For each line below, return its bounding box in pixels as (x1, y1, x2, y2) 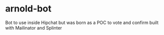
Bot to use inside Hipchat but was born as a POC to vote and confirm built (5, 19, 159, 25)
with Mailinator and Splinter (5, 24, 62, 30)
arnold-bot (5, 3, 51, 14)
